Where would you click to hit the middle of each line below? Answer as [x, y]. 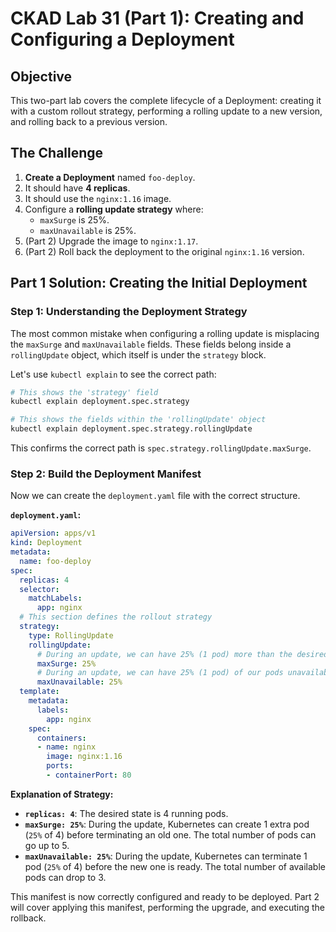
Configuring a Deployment [122, 39]
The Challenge [57, 153]
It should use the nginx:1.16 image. [98, 198]
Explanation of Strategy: [62, 794]
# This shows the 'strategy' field [84, 392]
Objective [41, 76]
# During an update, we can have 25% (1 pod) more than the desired [182, 654]
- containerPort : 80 [89, 775]
